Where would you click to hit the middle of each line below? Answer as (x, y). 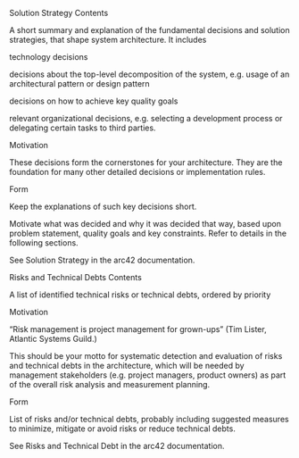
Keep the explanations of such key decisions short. (103, 206)
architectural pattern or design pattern (79, 83)
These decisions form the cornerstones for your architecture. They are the (146, 162)
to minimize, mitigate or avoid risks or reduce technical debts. (123, 429)
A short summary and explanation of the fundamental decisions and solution (149, 30)
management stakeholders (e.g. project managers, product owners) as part (148, 375)
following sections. (44, 243)
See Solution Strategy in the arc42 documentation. (102, 260)
